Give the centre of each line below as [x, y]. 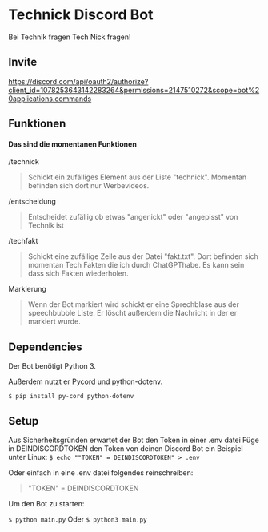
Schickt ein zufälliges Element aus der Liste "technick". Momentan [137, 177]
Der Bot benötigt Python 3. [52, 366]
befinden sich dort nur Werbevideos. [88, 186]
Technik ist [46, 225]
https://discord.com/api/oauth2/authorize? [78, 81]
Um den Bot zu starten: [46, 503]
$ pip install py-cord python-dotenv [71, 397]
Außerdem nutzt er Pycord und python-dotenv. [86, 381]
